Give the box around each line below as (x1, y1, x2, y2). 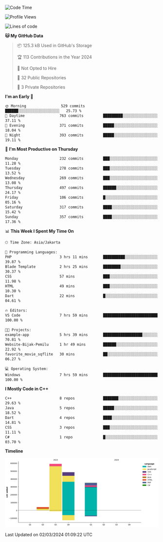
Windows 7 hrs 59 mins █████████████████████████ (5, 372, 158, 377)
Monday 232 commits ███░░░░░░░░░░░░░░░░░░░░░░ (5, 156, 158, 161)
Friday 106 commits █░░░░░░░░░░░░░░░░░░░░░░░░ (5, 195, 158, 200)
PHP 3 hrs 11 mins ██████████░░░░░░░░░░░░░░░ (5, 255, 158, 260)
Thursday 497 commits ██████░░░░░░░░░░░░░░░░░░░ (5, 185, 158, 190)
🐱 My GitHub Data (5, 33, 44, 38)
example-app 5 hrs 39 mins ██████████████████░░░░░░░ (5, 332, 158, 337)
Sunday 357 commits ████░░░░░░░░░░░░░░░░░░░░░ (5, 214, 158, 219)
